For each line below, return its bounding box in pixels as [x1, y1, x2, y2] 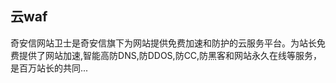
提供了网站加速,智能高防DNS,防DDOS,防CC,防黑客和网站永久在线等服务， [18, 49, 323, 61]
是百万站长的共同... [10, 62, 89, 74]
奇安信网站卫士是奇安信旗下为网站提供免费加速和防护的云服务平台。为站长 [10, 37, 317, 49]
